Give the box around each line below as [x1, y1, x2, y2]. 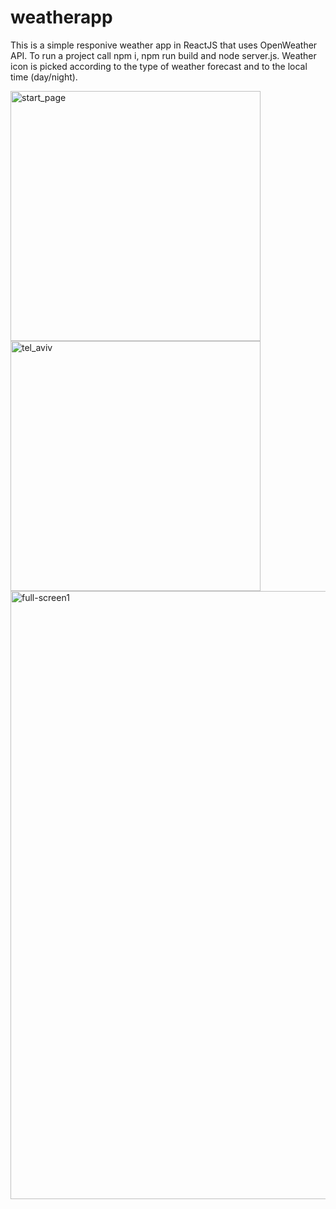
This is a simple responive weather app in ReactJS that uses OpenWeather [10, 39, 318, 51]
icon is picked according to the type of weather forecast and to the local [10, 60, 308, 72]
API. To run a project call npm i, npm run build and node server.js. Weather [10, 49, 317, 61]
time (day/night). [10, 71, 78, 83]
